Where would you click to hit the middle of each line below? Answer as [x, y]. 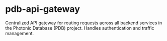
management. [20, 33]
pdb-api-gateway [43, 9]
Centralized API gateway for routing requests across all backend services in [84, 23]
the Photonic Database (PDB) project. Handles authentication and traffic [80, 28]
